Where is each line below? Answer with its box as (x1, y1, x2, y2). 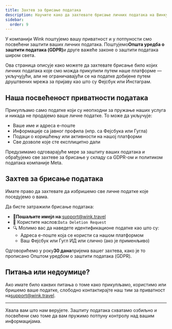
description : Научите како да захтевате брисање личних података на (5, 12, 155, 17)
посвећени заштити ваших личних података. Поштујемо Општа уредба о (5, 42, 165, 48)
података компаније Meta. (5, 160, 63, 166)
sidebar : (5, 17, 24, 22)
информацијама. (5, 318, 42, 324)
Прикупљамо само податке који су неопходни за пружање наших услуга (5, 107, 166, 113)
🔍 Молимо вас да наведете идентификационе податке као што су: (12, 224, 160, 231)
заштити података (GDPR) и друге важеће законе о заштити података (5, 47, 159, 53)
